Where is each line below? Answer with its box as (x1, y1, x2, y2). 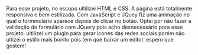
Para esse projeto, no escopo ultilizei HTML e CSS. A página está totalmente (6, 5, 192, 12)
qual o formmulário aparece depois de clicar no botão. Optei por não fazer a (6, 18, 191, 24)
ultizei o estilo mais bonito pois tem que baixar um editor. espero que (6, 36, 174, 43)
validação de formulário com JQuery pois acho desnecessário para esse (6, 23, 183, 30)
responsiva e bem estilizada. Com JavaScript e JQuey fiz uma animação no (6, 11, 190, 18)
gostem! (6, 42, 27, 49)
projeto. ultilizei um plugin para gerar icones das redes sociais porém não (6, 30, 185, 37)
